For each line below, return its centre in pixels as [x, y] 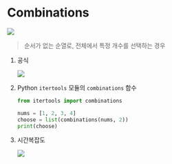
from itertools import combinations [69, 101]
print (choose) [37, 126]
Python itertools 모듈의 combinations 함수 [77, 88]
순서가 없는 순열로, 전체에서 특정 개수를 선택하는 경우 [95, 45]
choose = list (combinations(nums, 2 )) [73, 120]
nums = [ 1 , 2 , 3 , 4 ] [46, 113]
